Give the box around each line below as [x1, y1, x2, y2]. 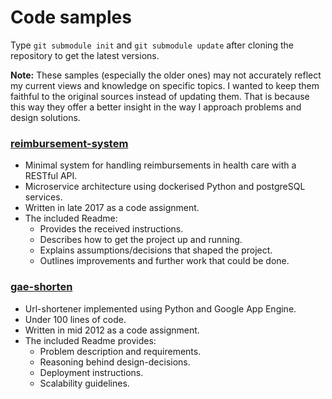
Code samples [10, 6, 132, 29]
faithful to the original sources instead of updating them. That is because [10, 90, 310, 102]
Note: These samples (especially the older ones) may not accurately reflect [10, 69, 322, 81]
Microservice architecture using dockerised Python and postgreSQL [24, 181, 306, 193]
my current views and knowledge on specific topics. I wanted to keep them [10, 79, 320, 91]
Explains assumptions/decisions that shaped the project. [39, 244, 273, 256]
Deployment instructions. [39, 366, 144, 378]
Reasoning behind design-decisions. [39, 356, 191, 368]
